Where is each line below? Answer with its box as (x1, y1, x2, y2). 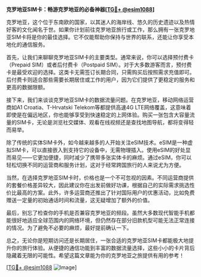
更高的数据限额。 (6, 84, 48, 90)
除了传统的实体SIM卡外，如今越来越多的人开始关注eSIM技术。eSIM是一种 (6, 139, 188, 146)
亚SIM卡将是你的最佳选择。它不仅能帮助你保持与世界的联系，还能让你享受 (6, 34, 189, 41)
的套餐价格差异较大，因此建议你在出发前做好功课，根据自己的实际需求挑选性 (6, 182, 195, 188)
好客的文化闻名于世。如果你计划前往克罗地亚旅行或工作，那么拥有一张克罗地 (6, 26, 195, 33)
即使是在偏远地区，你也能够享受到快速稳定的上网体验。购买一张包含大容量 (6, 111, 190, 118)
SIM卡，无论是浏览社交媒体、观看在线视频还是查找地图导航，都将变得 (16, 119, 189, 126)
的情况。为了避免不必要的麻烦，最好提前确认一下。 (6, 224, 132, 231)
